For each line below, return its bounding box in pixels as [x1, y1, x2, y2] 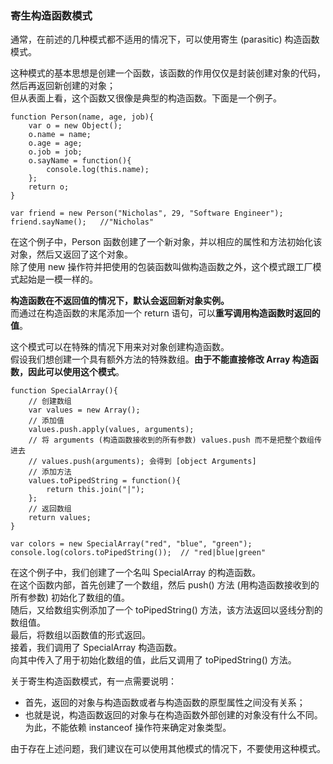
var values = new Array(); [28, 405, 141, 416]
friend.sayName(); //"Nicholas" [10, 217, 155, 227]
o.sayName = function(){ [28, 156, 132, 166]
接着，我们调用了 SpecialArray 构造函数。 [10, 642, 183, 654]
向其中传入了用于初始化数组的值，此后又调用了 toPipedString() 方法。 [10, 654, 297, 666]
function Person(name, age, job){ [10, 112, 155, 122]
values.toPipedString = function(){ [28, 476, 182, 486]
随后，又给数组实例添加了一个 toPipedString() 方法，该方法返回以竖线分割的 [10, 604, 323, 616]
